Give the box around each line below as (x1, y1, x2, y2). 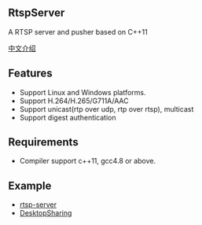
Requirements (8, 135, 79, 149)
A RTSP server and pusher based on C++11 (8, 27, 148, 36)
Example (8, 179, 52, 192)
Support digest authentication (19, 112, 116, 122)
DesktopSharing (19, 208, 72, 218)
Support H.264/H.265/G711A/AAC (19, 96, 130, 105)
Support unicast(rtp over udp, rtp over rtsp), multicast (19, 104, 194, 113)
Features (8, 67, 53, 80)
